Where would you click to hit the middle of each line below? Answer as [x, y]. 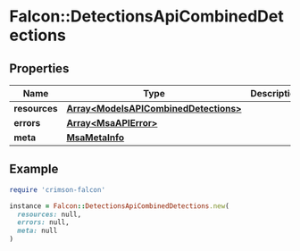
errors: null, [43, 222]
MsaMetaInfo [96, 138]
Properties [39, 68]
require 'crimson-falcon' [57, 189]
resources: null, [50, 214]
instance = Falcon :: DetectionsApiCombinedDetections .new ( [119, 206]
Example [34, 169]
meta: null [37, 231]
